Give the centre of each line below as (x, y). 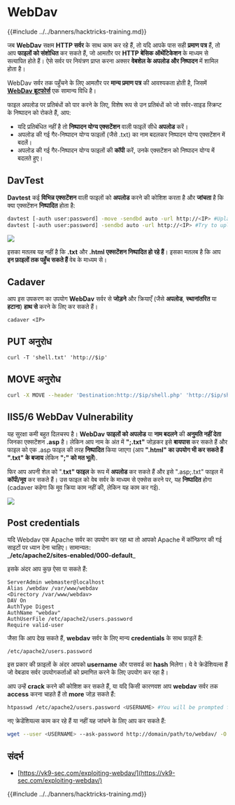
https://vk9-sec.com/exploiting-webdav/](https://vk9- (98, 773)
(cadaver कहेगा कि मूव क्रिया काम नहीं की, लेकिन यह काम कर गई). (84, 487)
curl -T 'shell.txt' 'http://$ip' (58, 358)
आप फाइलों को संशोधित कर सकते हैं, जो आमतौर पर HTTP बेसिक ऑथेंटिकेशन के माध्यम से (108, 53)
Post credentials (44, 523)
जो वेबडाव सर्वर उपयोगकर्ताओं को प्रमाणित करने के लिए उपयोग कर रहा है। (88, 673)
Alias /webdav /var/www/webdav (53, 589)
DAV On (17, 601)
